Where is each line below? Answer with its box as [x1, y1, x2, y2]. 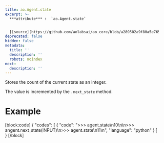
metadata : [5, 43, 25, 48]
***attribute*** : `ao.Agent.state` [9, 16, 86, 21]
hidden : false [5, 39, 34, 44]
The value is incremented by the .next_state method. [5, 89, 113, 95]
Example [5, 106, 41, 117]
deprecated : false [5, 34, 42, 39]
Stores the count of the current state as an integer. [5, 79, 107, 85]
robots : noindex [9, 57, 42, 62]
